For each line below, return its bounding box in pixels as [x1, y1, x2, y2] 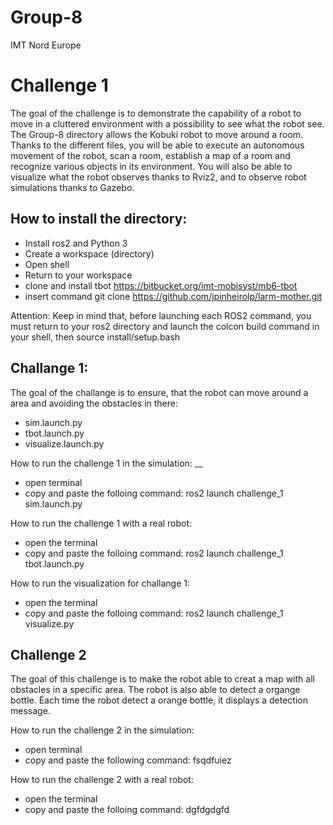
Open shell [24, 258, 70, 270]
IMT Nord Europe [10, 39, 82, 51]
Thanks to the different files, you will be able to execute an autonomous [10, 139, 305, 151]
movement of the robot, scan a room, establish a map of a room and [10, 149, 291, 161]
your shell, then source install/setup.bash [10, 331, 181, 343]
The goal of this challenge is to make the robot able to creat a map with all [10, 673, 315, 685]
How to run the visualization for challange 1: [10, 577, 191, 589]
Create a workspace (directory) [24, 247, 155, 260]
